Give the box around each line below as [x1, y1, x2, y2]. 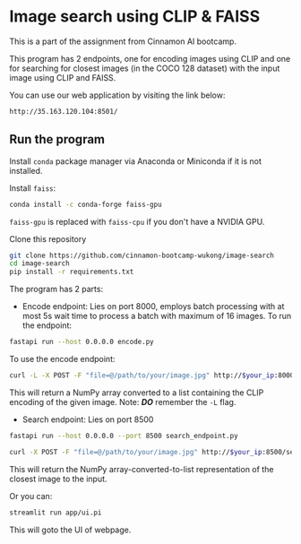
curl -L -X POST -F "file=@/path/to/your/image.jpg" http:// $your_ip [9, 371, 275, 380]
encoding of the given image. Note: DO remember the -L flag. [9, 396, 236, 407]
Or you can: [9, 490, 53, 501]
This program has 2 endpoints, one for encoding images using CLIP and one [9, 53, 291, 64]
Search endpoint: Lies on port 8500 [21, 414, 154, 425]
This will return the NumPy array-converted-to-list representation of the [9, 463, 274, 474]
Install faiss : [9, 182, 56, 194]
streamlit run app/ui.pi [9, 508, 102, 517]
